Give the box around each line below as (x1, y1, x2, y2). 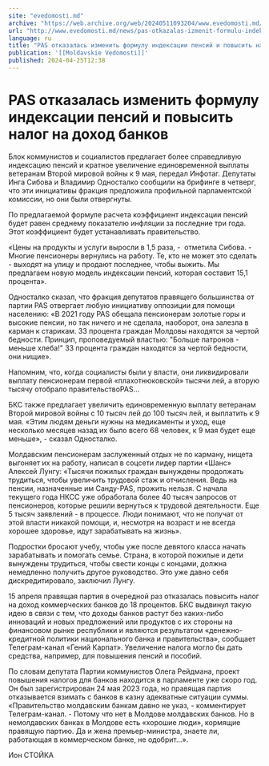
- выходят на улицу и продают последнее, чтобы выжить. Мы (8, 259, 220, 269)
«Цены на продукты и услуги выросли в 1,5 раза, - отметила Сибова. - (8, 242, 252, 252)
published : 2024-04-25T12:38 (8, 57, 106, 65)
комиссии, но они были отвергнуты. (8, 194, 132, 204)
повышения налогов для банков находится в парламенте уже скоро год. (8, 675, 258, 684)
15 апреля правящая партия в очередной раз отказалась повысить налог (8, 591, 259, 601)
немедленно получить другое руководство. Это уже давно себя (8, 567, 229, 577)
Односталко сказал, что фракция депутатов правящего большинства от (8, 292, 255, 302)
